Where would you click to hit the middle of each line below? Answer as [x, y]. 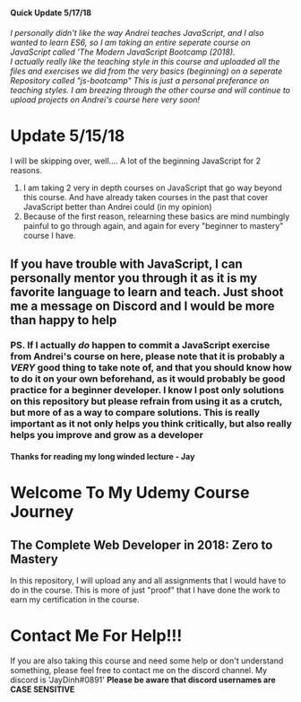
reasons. [26, 171]
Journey [42, 512]
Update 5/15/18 [68, 136]
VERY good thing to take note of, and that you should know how [151, 368]
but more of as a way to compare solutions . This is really [135, 413]
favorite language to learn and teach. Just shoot [147, 292]
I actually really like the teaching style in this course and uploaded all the [145, 62]
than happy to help [64, 320]
